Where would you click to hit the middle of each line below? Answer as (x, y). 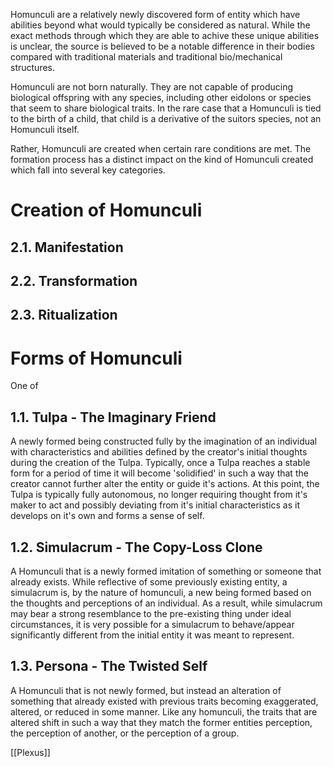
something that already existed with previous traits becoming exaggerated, (164, 701)
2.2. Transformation (74, 280)
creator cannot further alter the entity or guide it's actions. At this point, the (165, 484)
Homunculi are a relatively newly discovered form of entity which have (155, 14)
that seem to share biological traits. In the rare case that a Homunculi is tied (166, 108)
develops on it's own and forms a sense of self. (107, 516)
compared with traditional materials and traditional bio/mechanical (146, 57)
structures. (32, 67)
